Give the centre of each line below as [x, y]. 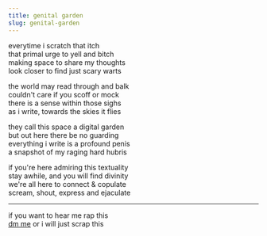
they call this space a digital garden [66, 127]
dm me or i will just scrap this [56, 223]
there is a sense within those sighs [65, 103]
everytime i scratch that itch [54, 45]
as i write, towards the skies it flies [65, 111]
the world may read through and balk [69, 86]
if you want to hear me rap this [58, 215]
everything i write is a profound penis [69, 143]
